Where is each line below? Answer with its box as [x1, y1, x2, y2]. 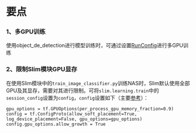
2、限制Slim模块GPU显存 [6, 65, 78, 73]
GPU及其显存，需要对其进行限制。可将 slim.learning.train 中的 [6, 87, 159, 94]
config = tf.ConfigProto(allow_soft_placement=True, [6, 111, 137, 117]
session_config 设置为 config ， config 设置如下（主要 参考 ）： [6, 94, 149, 101]
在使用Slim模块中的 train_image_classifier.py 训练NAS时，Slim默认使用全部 [6, 79, 190, 86]
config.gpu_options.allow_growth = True [6, 121, 106, 127]
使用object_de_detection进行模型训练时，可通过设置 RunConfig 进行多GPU [6, 42, 184, 49]
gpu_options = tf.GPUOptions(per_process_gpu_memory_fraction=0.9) [6, 106, 174, 111]
